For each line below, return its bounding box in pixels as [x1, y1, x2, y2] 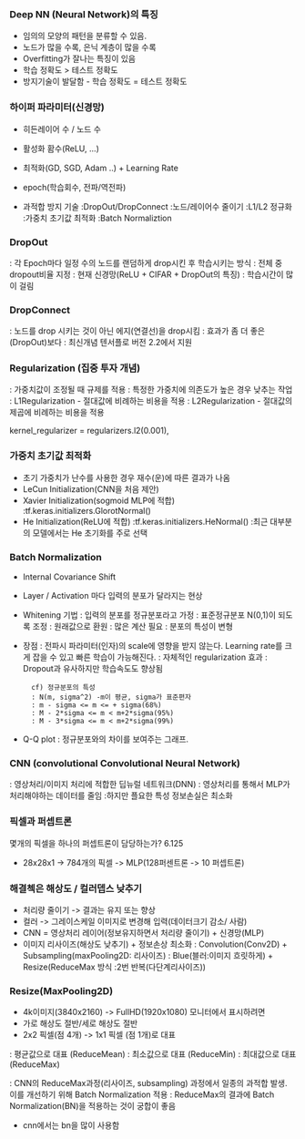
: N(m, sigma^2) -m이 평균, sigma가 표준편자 [31, 693, 191, 703]
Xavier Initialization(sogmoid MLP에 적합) [22, 495, 176, 506]
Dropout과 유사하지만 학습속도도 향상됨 [22, 663, 164, 674]
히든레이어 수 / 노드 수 [22, 123, 102, 134]
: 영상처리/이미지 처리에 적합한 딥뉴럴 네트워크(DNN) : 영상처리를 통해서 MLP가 [9, 779, 290, 790]
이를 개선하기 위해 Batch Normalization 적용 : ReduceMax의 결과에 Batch [9, 1089, 275, 1100]
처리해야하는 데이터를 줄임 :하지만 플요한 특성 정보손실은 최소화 [9, 790, 234, 801]
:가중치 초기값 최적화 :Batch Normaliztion [22, 212, 172, 223]
